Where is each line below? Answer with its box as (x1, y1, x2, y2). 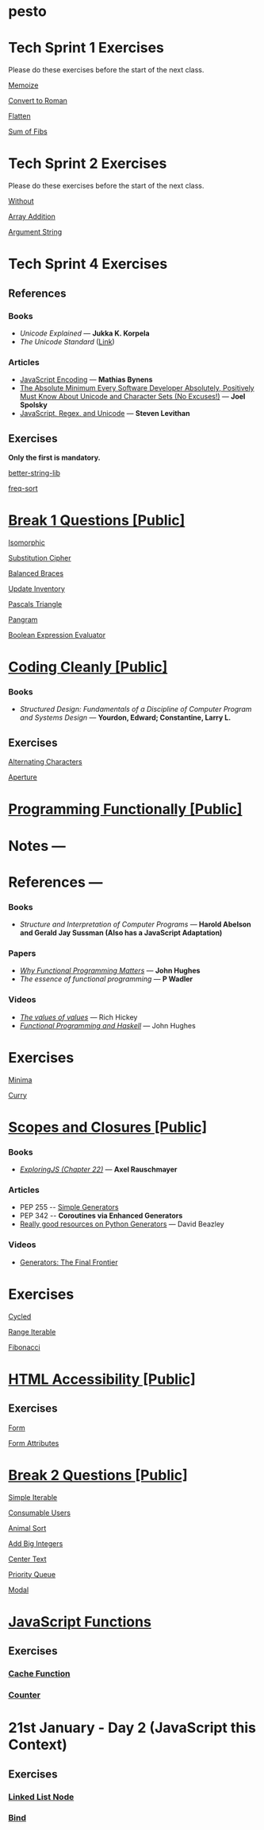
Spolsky (19, 400, 48, 410)
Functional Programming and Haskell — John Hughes (19, 1020, 196, 1030)
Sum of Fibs (8, 126, 48, 137)
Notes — (8, 837, 66, 855)
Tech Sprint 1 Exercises (8, 39, 165, 57)
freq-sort (8, 484, 38, 493)
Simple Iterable (8, 1492, 58, 1502)
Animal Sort (8, 1523, 47, 1533)
